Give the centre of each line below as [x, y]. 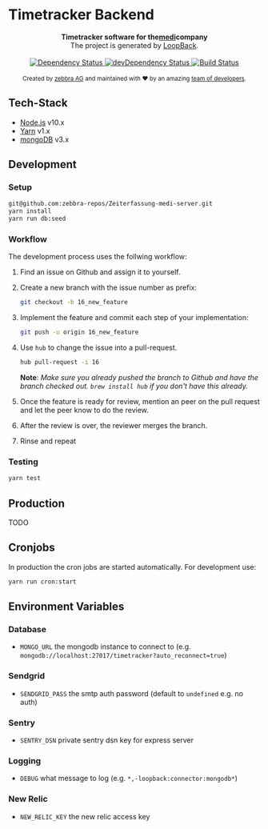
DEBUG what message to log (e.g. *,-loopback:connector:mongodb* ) [129, 779]
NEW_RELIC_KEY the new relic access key [85, 816]
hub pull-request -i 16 [60, 362]
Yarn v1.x [35, 130]
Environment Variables [66, 607]
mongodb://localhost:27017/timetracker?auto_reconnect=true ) [123, 655]
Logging [25, 760]
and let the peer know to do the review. [84, 410]
